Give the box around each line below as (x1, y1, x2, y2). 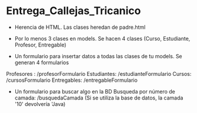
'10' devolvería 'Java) (14, 100, 66, 107)
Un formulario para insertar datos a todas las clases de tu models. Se (14, 52, 182, 59)
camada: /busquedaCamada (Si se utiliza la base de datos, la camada (14, 94, 183, 101)
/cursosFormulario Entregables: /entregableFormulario (6, 77, 138, 84)
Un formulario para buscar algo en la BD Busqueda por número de (14, 88, 175, 95)
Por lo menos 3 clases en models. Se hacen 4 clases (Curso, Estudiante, (14, 35, 191, 42)
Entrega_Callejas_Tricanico (6, 4, 141, 18)
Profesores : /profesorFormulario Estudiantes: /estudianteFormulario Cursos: (6, 70, 192, 77)
